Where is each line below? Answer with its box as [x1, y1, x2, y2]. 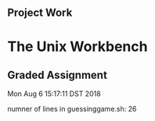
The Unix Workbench [7, 37, 148, 55]
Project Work [7, 6, 73, 20]
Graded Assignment [7, 68, 107, 81]
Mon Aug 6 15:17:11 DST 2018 [7, 89, 101, 98]
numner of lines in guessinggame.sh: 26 [7, 105, 137, 114]
